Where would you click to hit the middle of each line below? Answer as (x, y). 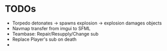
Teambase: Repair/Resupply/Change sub (55, 34)
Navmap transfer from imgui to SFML (51, 28)
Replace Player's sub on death (44, 39)
